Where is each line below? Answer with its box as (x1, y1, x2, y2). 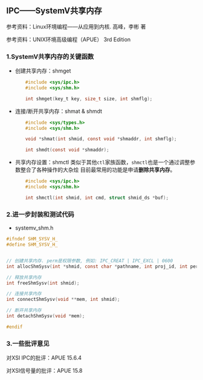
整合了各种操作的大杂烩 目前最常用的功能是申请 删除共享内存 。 (20, 166, 176, 173)
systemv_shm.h (14, 224, 54, 231)
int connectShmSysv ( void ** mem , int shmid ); (6, 297, 120, 303)
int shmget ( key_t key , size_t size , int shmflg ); (25, 95, 153, 101)
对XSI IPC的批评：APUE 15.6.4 (6, 354, 82, 361)
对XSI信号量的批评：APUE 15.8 (6, 367, 83, 375)
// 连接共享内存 (6, 291, 42, 297)
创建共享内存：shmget (14, 67, 71, 74)
